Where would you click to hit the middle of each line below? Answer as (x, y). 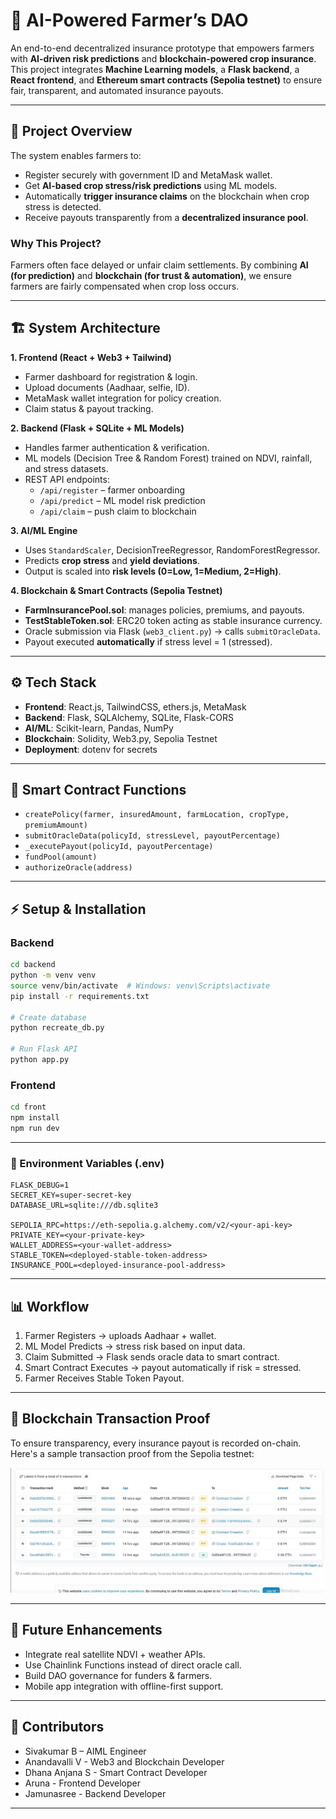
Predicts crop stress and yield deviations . (112, 560)
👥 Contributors (57, 1727)
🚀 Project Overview (71, 131)
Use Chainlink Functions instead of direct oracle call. (133, 1665)
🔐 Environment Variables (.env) (87, 1163)
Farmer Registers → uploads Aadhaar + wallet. (120, 1335)
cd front (28, 1107)
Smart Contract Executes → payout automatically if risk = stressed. (163, 1367)
